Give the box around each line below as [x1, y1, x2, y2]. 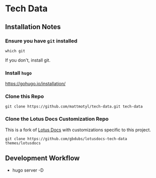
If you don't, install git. [5, 57, 51, 63]
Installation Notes [5, 23, 61, 31]
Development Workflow [5, 154, 80, 163]
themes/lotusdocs [5, 141, 41, 145]
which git [5, 48, 26, 53]
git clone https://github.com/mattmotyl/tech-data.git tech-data [5, 104, 143, 109]
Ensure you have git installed [5, 37, 78, 44]
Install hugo [5, 70, 32, 76]
